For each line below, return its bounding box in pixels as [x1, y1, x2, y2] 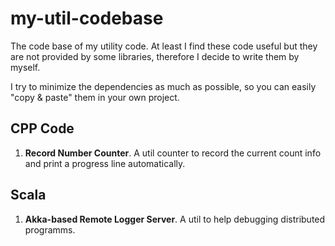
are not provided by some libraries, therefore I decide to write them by [10, 50, 300, 62]
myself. [10, 61, 41, 73]
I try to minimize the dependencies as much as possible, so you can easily [10, 80, 317, 92]
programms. [24, 223, 76, 236]
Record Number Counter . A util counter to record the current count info [24, 147, 322, 159]
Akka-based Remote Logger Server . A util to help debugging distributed [24, 213, 326, 225]
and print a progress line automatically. [24, 157, 186, 169]
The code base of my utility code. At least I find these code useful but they [10, 40, 318, 52]
